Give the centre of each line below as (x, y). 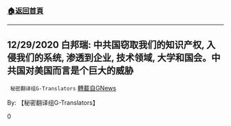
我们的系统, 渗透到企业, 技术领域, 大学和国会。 (114, 57)
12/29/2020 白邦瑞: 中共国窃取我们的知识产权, (106, 45)
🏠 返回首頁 (25, 10)
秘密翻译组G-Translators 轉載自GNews (63, 88)
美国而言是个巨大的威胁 (84, 70)
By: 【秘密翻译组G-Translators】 (53, 103)
